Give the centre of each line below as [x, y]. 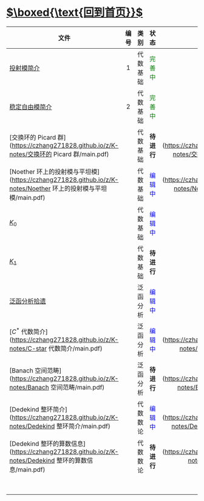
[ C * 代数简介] [29, 331]
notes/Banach [29, 387]
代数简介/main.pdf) [75, 349]
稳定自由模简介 [31, 107]
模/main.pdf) [27, 197]
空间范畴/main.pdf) [78, 387]
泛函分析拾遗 [28, 301]
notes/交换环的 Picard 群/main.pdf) [59, 154]
